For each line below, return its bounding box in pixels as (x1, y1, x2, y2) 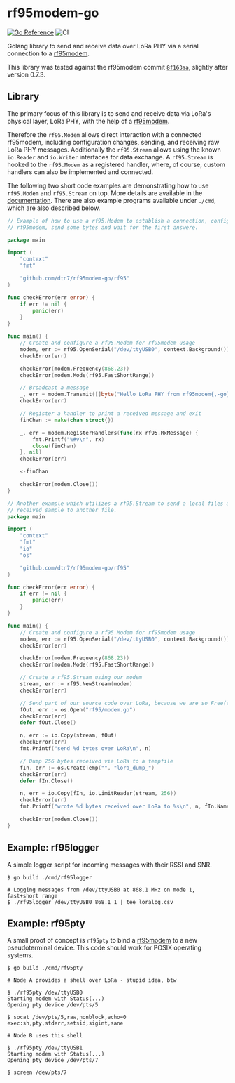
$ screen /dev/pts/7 (7, 1069, 68, 1076)
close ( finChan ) (32, 442, 77, 449)
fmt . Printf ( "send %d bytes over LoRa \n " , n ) (20, 745, 152, 752)
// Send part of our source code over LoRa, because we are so (20, 700, 208, 707)
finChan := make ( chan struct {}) (20, 416, 114, 424)
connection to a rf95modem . (7, 49, 90, 58)
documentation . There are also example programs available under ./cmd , (7, 196, 217, 204)
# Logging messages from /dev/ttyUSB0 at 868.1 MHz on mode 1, (7, 886, 196, 893)
